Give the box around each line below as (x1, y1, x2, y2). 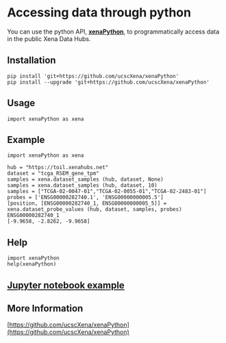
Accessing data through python (7, 5, 192, 21)
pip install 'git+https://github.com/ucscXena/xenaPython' (7, 73, 179, 79)
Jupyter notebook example (7, 279, 125, 291)
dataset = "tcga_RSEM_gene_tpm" (7, 170, 99, 177)
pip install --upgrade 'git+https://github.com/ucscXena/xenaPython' (7, 79, 210, 86)
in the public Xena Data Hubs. (7, 34, 91, 42)
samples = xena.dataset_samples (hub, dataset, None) (7, 176, 164, 183)
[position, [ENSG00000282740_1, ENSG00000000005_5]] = (7, 200, 167, 207)
